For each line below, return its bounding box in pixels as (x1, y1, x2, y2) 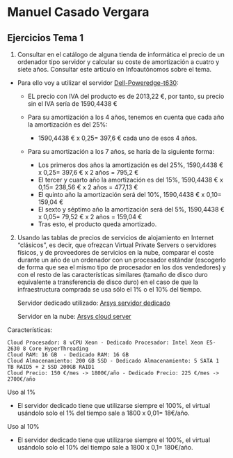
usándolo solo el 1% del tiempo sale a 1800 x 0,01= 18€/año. (17, 409, 190, 417)
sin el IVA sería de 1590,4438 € (27, 100, 118, 108)
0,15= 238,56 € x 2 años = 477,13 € (38, 183, 138, 191)
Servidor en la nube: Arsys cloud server (17, 313, 131, 320)
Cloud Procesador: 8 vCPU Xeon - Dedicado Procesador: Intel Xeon (7, 339, 204, 346)
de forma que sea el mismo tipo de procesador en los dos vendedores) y (17, 263, 226, 271)
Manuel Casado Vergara (7, 4, 150, 20)
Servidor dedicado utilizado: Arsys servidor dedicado (17, 299, 170, 307)
